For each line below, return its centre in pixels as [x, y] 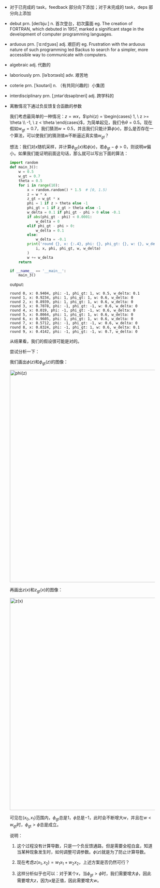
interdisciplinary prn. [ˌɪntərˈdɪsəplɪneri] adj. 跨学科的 [62, 96]
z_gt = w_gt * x [44, 199]
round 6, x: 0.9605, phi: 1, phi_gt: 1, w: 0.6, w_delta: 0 [71, 319]
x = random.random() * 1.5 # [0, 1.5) [67, 190]
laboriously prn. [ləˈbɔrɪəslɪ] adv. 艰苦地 [49, 75]
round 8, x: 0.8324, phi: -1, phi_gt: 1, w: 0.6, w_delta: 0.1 [75, 327]
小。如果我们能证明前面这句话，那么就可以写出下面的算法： [69, 153]
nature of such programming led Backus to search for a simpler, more [79, 50]
